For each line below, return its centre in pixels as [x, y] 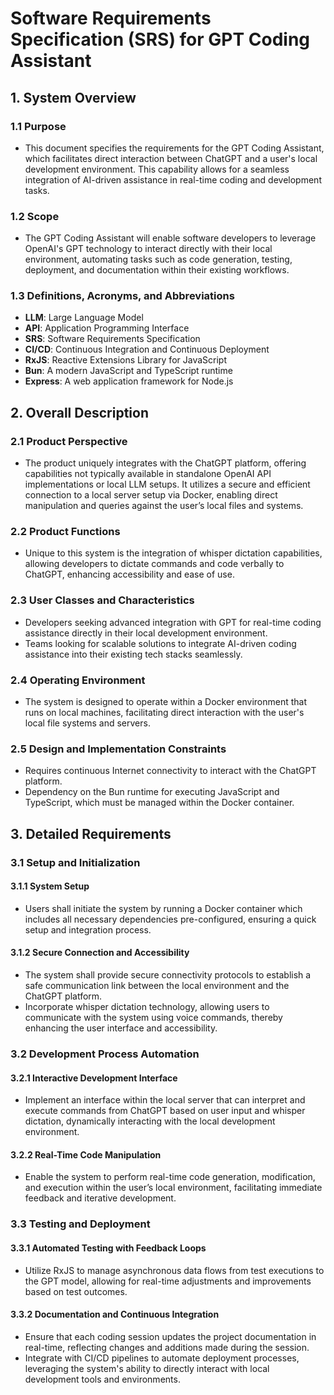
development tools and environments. [102, 1379]
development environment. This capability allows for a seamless [157, 169]
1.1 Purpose [38, 126]
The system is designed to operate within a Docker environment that [166, 702]
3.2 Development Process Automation [105, 1054]
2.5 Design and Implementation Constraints [118, 749]
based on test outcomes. [76, 1291]
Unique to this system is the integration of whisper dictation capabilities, [173, 553]
